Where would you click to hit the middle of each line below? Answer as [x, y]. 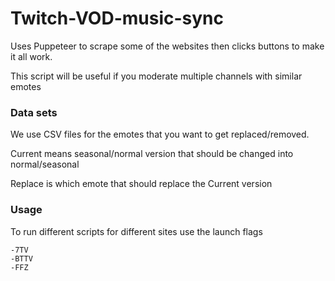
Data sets [34, 112]
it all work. [31, 56]
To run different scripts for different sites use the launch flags [136, 231]
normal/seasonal [45, 164]
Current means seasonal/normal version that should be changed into [152, 154]
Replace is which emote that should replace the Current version [141, 184]
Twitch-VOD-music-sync [117, 18]
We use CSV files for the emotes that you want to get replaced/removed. [160, 134]
